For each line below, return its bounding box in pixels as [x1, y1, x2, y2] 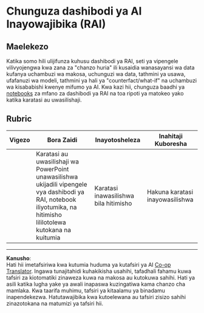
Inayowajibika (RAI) [6, 17, 106, 31]
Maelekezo [6, 41, 49, 52]
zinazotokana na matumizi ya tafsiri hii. [6, 300, 103, 307]
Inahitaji [158, 132, 183, 140]
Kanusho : [6, 254, 32, 262]
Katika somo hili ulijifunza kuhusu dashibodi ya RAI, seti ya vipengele [6, 58, 178, 64]
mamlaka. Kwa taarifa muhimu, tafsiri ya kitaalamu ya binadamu [6, 287, 165, 294]
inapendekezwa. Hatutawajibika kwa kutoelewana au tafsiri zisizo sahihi [6, 293, 186, 300]
